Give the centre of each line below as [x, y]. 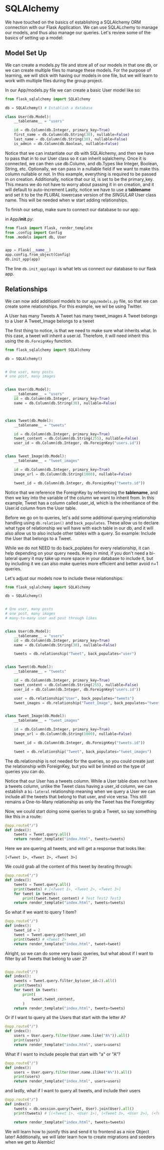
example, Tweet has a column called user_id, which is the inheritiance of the [82, 503]
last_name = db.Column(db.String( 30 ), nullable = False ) [71, 139]
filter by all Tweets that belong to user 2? [46, 958]
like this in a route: [23, 816]
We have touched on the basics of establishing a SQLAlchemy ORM [73, 22]
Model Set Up [26, 53]
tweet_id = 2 [27, 930]
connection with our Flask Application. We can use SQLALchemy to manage [82, 27]
